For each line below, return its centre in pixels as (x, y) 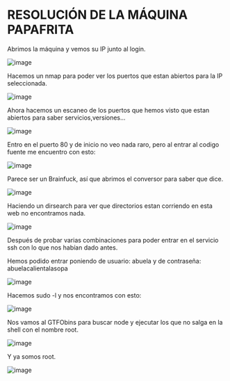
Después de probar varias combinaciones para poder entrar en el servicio (113, 240)
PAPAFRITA (41, 30)
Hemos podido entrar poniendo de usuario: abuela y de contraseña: (104, 261)
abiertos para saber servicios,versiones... (67, 117)
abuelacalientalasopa (38, 268)
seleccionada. (27, 83)
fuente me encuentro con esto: (51, 152)
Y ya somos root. (32, 356)
